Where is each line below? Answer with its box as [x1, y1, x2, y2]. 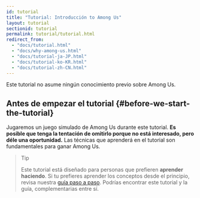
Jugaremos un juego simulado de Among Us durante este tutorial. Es [6, 124, 177, 131]
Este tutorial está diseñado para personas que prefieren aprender [20, 166, 184, 173]
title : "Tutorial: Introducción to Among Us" [6, 14, 122, 20]
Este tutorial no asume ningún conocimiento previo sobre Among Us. [6, 81, 176, 88]
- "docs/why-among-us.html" [11, 48, 82, 54]
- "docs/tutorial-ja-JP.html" [11, 53, 87, 59]
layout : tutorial [6, 20, 50, 26]
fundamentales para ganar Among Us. [6, 143, 101, 150]
